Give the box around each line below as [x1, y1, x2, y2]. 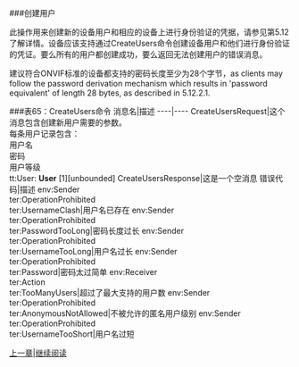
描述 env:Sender [19, 184, 80, 195]
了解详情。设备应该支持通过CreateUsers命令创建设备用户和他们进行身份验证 [9, 38, 290, 48]
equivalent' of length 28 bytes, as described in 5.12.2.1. [9, 88, 211, 98]
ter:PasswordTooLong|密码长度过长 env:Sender [9, 226, 185, 236]
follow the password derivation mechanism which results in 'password [9, 79, 268, 88]
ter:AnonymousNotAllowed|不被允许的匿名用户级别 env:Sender [9, 308, 241, 319]
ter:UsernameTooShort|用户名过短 [9, 329, 135, 339]
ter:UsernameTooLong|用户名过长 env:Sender [9, 246, 178, 256]
